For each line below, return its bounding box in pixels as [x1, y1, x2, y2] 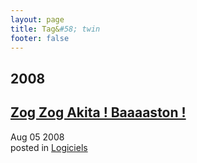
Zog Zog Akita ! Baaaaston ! [10, 104, 187, 121]
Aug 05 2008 [10, 131, 65, 143]
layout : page [10, 14, 65, 25]
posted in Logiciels [10, 141, 88, 153]
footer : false [10, 33, 70, 43]
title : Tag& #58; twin [10, 24, 101, 34]
